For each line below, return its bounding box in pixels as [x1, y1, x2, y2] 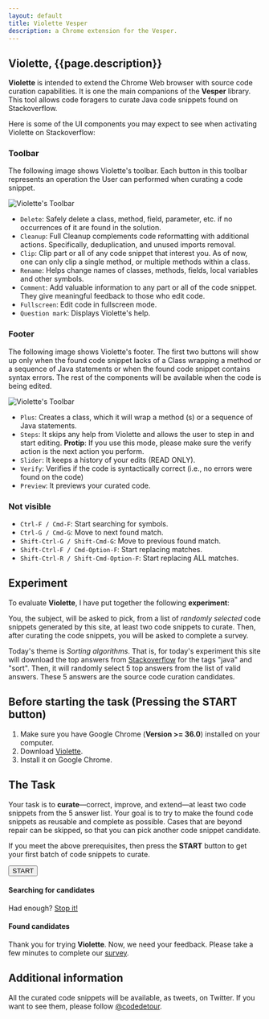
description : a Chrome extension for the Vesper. [8, 27, 178, 35]
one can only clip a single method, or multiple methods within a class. [19, 257, 251, 266]
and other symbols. [19, 274, 84, 284]
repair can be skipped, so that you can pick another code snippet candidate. [8, 825, 261, 835]
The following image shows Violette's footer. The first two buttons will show [8, 347, 259, 357]
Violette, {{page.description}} [8, 56, 163, 70]
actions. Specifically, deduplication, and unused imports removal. [19, 240, 237, 250]
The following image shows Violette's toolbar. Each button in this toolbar [8, 166, 247, 175]
